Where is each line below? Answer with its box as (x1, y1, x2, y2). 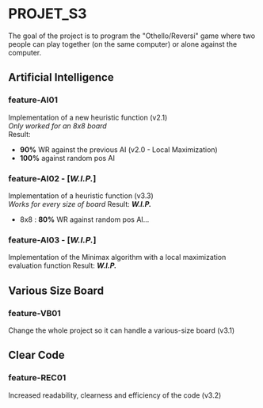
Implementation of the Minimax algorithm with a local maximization (8, 253, 227, 262)
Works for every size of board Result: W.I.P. (8, 199, 152, 208)
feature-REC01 (8, 372, 67, 383)
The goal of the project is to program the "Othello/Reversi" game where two (8, 31, 256, 40)
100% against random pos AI (19, 153, 116, 162)
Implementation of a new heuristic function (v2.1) (8, 112, 168, 122)
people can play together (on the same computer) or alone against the (8, 39, 238, 48)
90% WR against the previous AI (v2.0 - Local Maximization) (19, 144, 218, 154)
